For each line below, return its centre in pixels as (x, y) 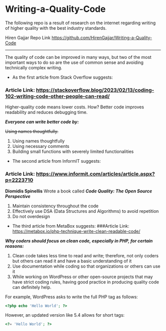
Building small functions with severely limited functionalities (73, 151)
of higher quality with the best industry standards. (56, 28)
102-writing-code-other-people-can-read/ (58, 96)
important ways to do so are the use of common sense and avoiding (74, 62)
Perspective (18, 196)
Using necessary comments (41, 146)
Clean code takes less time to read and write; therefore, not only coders (85, 255)
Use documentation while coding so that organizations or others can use (86, 266)
